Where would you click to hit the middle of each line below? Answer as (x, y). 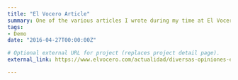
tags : (15, 27)
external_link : (30, 60)
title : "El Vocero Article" (49, 14)
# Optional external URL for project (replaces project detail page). (114, 53)
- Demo (17, 34)
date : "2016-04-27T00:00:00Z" (52, 40)
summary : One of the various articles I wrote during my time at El (110, 21)
